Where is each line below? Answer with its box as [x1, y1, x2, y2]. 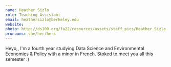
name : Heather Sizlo [5, 7, 50, 13]
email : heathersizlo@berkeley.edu [5, 17, 79, 22]
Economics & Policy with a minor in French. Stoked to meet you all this [5, 51, 154, 57]
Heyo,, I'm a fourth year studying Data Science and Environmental [5, 46, 144, 51]
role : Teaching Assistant [5, 12, 60, 17]
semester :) [5, 56, 30, 62]
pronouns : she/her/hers [5, 31, 56, 36]
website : [5, 21, 24, 27]
